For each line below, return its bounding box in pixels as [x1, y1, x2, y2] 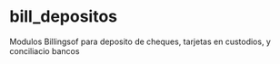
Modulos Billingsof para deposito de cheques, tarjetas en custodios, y [9, 36, 271, 47]
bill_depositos [9, 6, 118, 27]
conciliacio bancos [9, 45, 80, 56]
